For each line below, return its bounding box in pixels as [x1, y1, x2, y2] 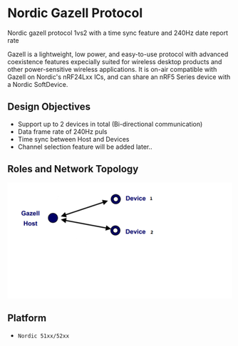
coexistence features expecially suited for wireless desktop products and [7, 57, 222, 65]
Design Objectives [7, 101, 91, 113]
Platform [7, 312, 47, 325]
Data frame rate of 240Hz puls [17, 127, 108, 136]
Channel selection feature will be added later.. [17, 142, 153, 151]
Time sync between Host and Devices [17, 135, 130, 143]
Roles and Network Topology [7, 163, 139, 175]
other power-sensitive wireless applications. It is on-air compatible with [7, 65, 217, 73]
